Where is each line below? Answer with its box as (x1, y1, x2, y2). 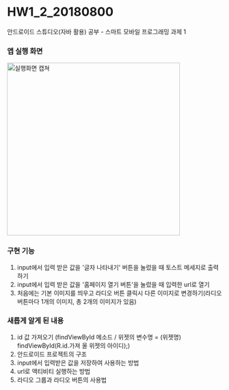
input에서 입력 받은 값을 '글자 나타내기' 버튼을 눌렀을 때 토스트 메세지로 (16, 263, 206, 271)
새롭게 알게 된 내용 (7, 316, 64, 326)
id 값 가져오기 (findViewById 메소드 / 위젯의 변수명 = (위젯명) (16, 333, 182, 341)
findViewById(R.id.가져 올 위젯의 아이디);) (16, 341, 131, 350)
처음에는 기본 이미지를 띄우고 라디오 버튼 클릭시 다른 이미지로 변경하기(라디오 (16, 289, 222, 297)
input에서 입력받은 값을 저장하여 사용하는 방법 (16, 359, 139, 367)
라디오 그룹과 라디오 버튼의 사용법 (16, 376, 107, 384)
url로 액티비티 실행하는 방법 (16, 367, 91, 375)
